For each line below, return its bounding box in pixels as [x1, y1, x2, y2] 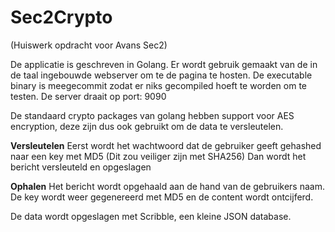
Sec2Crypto [10, 6, 113, 29]
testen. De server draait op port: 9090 [10, 90, 167, 102]
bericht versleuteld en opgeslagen [10, 161, 152, 173]
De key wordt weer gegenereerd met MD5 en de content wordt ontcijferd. [10, 191, 314, 203]
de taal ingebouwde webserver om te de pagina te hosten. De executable [10, 69, 313, 81]
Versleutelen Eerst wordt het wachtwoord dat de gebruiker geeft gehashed [10, 139, 322, 151]
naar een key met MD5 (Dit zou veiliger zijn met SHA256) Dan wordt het [10, 150, 307, 162]
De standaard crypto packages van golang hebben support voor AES [10, 109, 295, 121]
